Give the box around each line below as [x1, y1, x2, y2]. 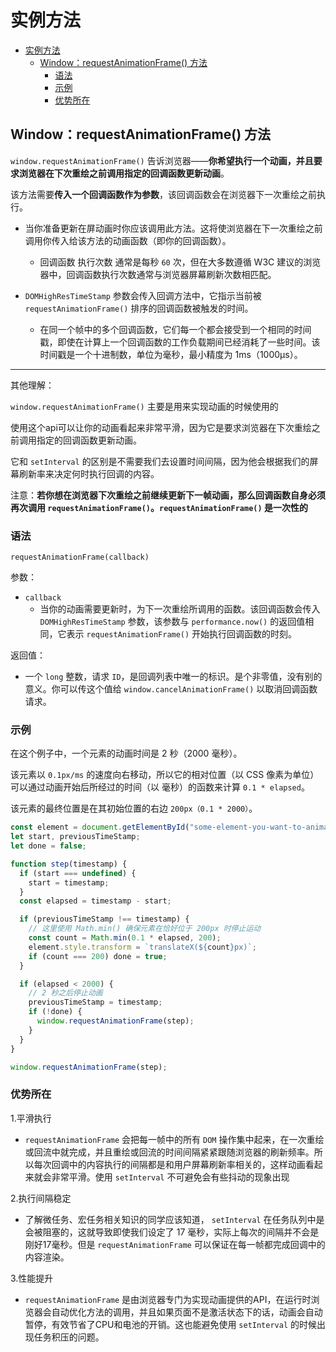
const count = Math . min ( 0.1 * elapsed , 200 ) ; [28, 933, 222, 943]
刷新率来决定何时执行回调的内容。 [18, 467, 160, 480]
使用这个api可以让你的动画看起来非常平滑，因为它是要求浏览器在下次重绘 [10, 421, 312, 433]
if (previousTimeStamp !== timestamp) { [19, 914, 190, 925]
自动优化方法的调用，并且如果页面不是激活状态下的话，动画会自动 [51, 1306, 323, 1318]
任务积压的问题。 [33, 1331, 105, 1343]
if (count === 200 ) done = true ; [28, 951, 168, 961]
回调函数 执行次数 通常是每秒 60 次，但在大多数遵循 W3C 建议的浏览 [39, 256, 322, 268]
